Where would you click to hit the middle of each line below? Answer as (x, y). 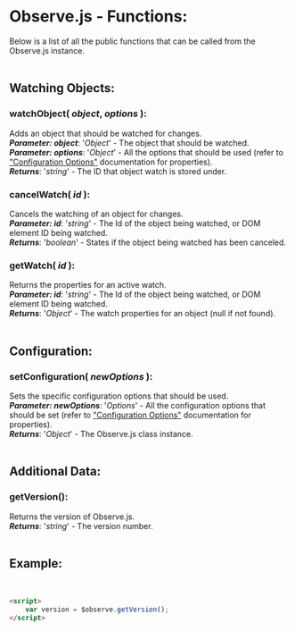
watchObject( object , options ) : (78, 114)
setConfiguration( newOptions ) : (81, 376)
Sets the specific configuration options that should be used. (119, 396)
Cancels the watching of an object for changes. (96, 214)
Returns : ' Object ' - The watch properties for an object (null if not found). (143, 314)
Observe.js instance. (47, 50)
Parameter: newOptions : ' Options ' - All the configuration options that (137, 405)
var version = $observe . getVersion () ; (97, 610)
